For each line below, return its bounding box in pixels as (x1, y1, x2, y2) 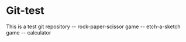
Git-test (6, 4, 45, 17)
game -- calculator (6, 29, 51, 36)
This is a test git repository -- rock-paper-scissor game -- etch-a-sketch (6, 23, 181, 30)
